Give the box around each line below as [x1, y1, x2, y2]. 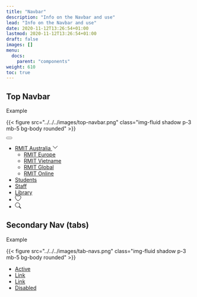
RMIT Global [23, 164, 55, 171]
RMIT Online [23, 170, 55, 177]
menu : [6, 48, 20, 53]
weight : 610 [6, 64, 36, 70]
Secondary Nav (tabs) [6, 220, 89, 230]
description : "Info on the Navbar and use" [6, 14, 116, 20]
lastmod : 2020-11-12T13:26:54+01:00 [6, 31, 97, 37]
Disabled [14, 284, 37, 291]
